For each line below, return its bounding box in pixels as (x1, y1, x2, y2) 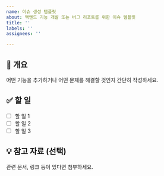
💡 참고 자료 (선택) (6, 146, 67, 156)
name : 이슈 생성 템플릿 (6, 8, 56, 15)
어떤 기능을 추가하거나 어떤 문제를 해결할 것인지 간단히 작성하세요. (6, 76, 159, 83)
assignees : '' (6, 31, 42, 37)
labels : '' (6, 25, 33, 32)
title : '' (6, 20, 31, 26)
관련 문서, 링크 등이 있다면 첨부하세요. (6, 163, 93, 170)
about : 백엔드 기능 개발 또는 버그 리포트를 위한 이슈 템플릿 (6, 14, 136, 20)
